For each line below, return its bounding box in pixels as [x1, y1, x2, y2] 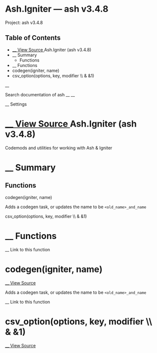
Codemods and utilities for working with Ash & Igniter [5, 145, 112, 151]
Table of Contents [5, 34, 61, 42]
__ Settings [5, 101, 27, 107]
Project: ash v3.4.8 [5, 20, 43, 25]
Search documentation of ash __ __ [5, 91, 75, 97]
